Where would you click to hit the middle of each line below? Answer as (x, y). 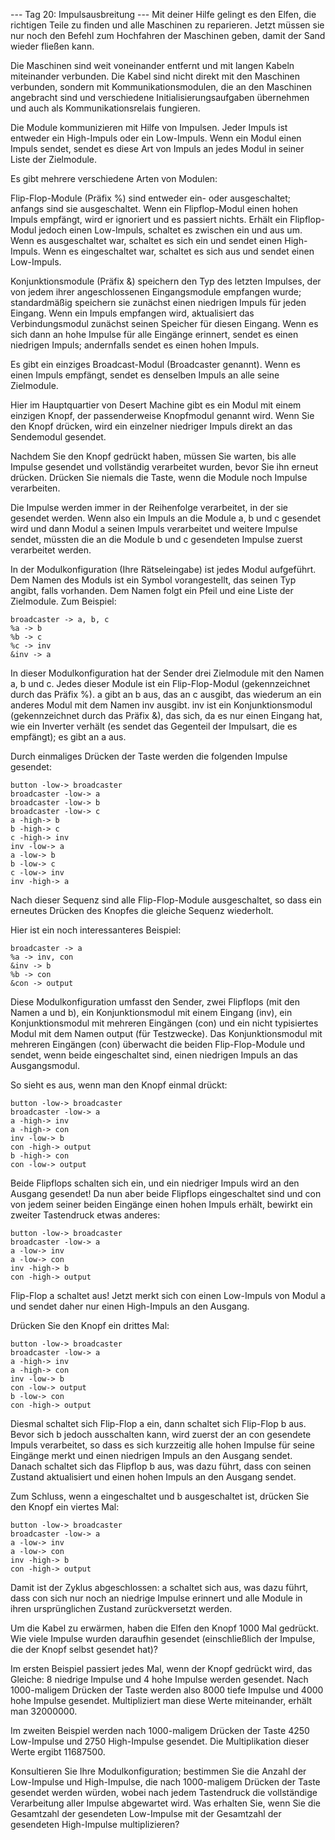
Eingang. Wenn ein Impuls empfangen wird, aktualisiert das (132, 313)
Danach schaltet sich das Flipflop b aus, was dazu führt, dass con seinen (161, 1466)
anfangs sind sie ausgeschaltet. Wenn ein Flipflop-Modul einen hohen (154, 208)
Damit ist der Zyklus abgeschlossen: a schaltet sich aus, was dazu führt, (159, 1587)
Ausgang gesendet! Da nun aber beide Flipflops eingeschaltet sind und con (166, 1193)
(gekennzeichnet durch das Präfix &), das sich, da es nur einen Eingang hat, (166, 715)
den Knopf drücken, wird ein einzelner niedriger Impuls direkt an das (151, 426)
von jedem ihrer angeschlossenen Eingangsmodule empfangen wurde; (156, 292)
